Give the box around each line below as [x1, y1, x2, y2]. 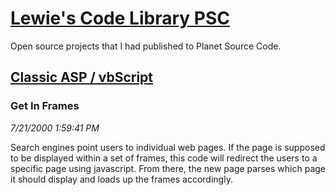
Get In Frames [10, 99, 80, 113]
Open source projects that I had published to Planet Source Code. [10, 40, 282, 52]
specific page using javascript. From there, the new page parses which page [10, 162, 326, 174]
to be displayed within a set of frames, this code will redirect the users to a [10, 152, 318, 164]
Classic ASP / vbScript [10, 69, 154, 86]
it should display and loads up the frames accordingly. [10, 173, 233, 185]
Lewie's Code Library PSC [10, 7, 230, 30]
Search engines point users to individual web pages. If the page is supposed [10, 141, 326, 153]
